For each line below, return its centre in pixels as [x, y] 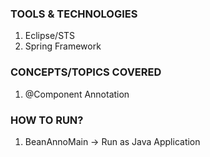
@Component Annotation [77, 94]
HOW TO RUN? [47, 120]
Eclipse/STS [50, 36]
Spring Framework [63, 46]
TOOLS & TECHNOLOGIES [74, 14]
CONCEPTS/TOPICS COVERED [86, 72]
